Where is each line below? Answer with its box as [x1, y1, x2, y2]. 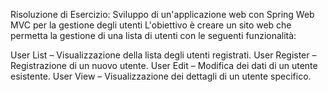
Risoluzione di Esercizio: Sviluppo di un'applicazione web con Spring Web [10, 9, 315, 20]
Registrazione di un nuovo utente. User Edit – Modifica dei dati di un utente [10, 60, 318, 71]
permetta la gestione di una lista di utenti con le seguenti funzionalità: [10, 30, 297, 41]
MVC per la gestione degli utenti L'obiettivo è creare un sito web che [10, 19, 292, 31]
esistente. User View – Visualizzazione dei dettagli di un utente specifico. [10, 70, 312, 82]
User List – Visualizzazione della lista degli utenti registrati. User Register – [10, 49, 317, 61]
